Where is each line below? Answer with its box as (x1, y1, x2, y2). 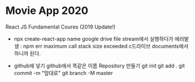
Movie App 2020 (5, 4, 89, 17)
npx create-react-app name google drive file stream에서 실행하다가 (13, 35, 173, 42)
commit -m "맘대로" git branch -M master (13, 69, 113, 76)
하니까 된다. (13, 49, 41, 56)
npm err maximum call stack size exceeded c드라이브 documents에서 (23, 42, 189, 49)
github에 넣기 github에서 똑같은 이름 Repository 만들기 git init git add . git (13, 62, 185, 69)
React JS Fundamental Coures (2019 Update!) (5, 23, 116, 30)
